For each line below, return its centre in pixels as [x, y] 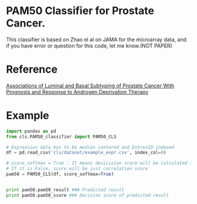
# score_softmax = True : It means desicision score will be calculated [97, 163]
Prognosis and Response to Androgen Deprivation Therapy [77, 91]
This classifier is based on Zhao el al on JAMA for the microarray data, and [96, 39]
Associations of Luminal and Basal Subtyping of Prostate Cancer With [90, 86]
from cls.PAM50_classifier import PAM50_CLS [61, 137]
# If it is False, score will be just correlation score [77, 169]
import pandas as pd [31, 131]
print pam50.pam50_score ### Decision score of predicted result [87, 195]
